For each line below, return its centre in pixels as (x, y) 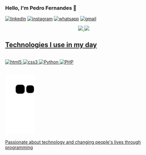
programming (19, 148)
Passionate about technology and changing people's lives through (73, 142)
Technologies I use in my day (51, 45)
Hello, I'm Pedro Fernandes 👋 (41, 8)
